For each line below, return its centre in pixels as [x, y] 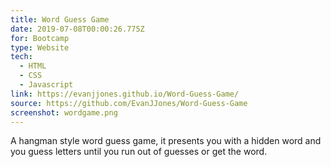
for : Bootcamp [40, 38]
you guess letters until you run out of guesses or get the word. [139, 152]
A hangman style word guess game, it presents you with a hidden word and [166, 141]
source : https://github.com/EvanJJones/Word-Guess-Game [129, 103]
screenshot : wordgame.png [64, 112]
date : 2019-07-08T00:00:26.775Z [77, 29]
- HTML [33, 66]
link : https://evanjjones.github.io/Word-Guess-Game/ [125, 94]
